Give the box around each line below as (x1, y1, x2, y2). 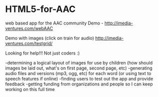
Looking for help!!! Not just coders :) (5, 50, 80, 56)
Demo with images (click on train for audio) (5, 35, 94, 41)
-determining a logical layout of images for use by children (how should (5, 59, 153, 65)
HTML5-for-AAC (5, 3, 76, 15)
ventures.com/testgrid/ (5, 40, 53, 46)
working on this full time (5, 86, 55, 92)
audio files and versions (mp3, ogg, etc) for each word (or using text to (5, 70, 151, 76)
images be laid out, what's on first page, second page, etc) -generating (5, 65, 153, 71)
